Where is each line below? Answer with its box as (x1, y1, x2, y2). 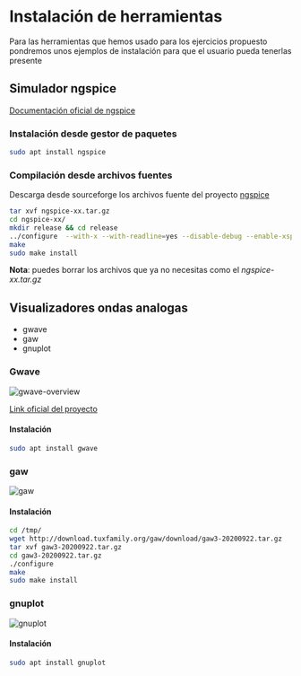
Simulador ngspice (9, 81, 117, 96)
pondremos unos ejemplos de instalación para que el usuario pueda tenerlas (9, 45, 292, 56)
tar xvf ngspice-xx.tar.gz (9, 206, 110, 216)
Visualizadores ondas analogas (9, 300, 188, 315)
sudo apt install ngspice (9, 148, 106, 157)
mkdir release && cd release (9, 223, 118, 233)
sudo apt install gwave (9, 443, 99, 452)
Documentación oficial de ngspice (9, 105, 136, 116)
